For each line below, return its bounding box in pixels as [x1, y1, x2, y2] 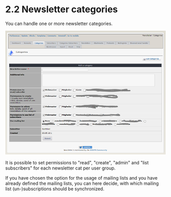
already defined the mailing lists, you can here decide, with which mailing [5, 180, 159, 186]
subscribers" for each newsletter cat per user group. [5, 165, 116, 171]
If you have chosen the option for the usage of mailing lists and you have [5, 175, 158, 181]
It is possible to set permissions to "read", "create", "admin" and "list [5, 159, 149, 165]
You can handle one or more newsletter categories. [5, 20, 113, 27]
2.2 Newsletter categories [5, 4, 118, 15]
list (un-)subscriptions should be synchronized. [5, 185, 104, 192]
